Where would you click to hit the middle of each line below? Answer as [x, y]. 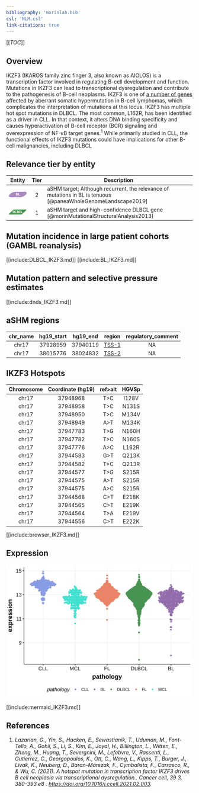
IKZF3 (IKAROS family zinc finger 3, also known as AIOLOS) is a [84, 76]
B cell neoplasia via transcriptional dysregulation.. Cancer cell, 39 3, [98, 778]
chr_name [21, 336]
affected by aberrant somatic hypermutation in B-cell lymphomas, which [94, 101]
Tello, [21, 746]
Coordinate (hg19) [71, 389]
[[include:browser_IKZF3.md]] [43, 534]
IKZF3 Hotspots [36, 373]
